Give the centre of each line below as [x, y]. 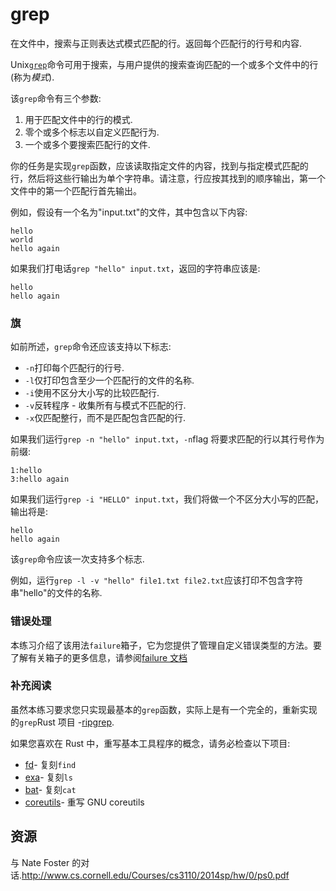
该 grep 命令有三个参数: [56, 98]
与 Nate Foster [40, 862]
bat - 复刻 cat [50, 789]
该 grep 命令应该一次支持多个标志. [77, 559]
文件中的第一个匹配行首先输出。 [76, 190]
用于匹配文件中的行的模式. [78, 119]
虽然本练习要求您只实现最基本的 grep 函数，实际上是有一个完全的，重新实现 [164, 709]
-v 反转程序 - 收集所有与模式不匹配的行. [105, 405]
